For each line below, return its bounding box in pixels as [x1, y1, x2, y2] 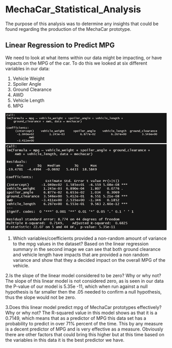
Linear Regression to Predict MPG [5, 41, 115, 50]
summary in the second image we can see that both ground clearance [12, 246, 161, 253]
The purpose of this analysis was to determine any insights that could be [5, 21, 159, 27]
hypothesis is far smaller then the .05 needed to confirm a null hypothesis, [5, 289, 162, 295]
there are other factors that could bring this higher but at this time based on [5, 332, 165, 338]
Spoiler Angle [12, 81, 41, 87]
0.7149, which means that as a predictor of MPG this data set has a [5, 315, 146, 321]
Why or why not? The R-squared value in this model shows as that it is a [5, 310, 158, 316]
